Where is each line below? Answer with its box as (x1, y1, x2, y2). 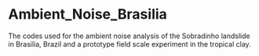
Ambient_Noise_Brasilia (8, 5, 167, 23)
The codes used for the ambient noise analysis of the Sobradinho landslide (8, 31, 250, 40)
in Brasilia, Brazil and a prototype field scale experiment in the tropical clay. (8, 39, 251, 48)
